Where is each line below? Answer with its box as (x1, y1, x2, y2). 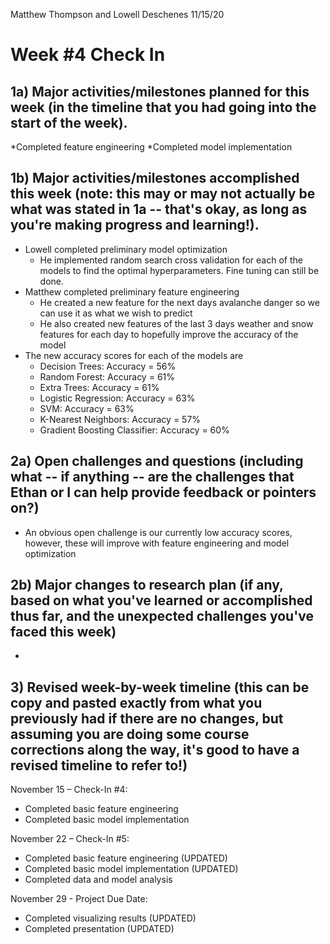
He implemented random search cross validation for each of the (39, 254, 303, 266)
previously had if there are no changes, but (10, 710, 284, 727)
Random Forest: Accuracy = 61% (39, 370, 176, 383)
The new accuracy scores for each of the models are (24, 349, 244, 361)
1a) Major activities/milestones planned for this (10, 83, 310, 100)
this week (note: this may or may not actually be (10, 185, 316, 203)
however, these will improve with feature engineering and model (24, 537, 290, 549)
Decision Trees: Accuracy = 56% (39, 360, 177, 372)
